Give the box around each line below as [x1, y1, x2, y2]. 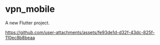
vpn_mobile [5, 3, 55, 15]
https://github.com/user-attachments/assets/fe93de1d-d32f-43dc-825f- [5, 29, 155, 35]
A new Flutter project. [5, 20, 50, 26]
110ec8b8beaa [5, 35, 35, 41]
